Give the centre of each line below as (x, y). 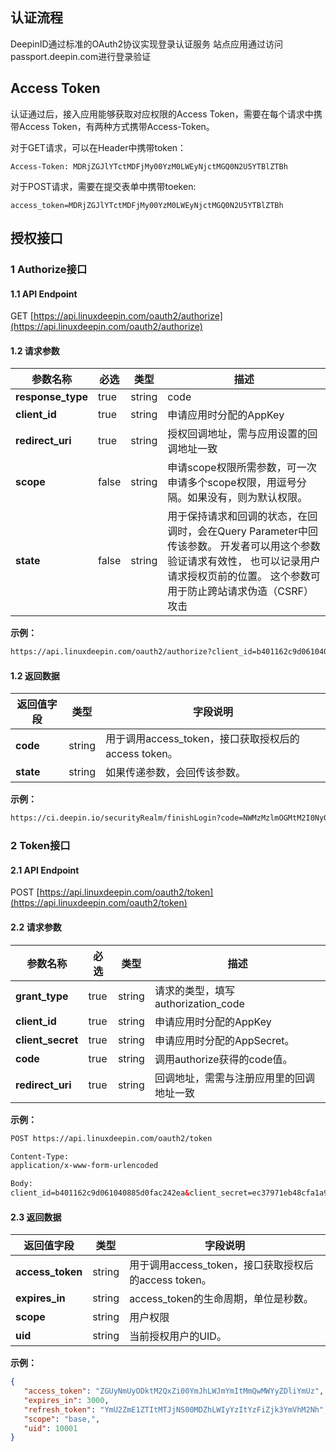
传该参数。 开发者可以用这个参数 (244, 546)
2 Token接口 (40, 846)
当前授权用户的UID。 (178, 1336)
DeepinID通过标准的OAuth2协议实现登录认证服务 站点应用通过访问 (147, 44)
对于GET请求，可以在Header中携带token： (98, 147)
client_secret (47, 1040)
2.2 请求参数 (36, 927)
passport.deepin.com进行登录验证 (81, 56)
